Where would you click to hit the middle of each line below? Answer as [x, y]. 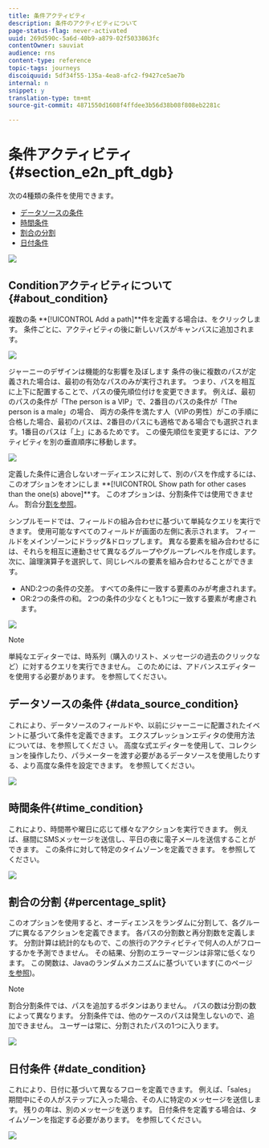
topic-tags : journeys [45, 68]
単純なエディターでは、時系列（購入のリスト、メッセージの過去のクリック [131, 656]
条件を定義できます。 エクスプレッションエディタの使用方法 [156, 735]
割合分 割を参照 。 [52, 504]
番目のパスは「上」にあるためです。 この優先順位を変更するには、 [134, 432]
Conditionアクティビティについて [90, 286]
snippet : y [26, 90]
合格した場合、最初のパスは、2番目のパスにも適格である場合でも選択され [130, 421]
